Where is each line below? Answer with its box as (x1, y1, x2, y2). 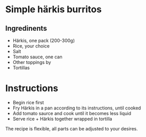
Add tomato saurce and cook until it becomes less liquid (12, 110, 132, 116)
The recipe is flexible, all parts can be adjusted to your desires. (5, 125, 138, 131)
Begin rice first (12, 99, 45, 105)
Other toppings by (12, 59, 51, 65)
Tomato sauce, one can (12, 54, 62, 60)
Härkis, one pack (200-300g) (12, 37, 75, 43)
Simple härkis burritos (5, 4, 102, 15)
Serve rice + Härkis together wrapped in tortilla (12, 116, 113, 122)
